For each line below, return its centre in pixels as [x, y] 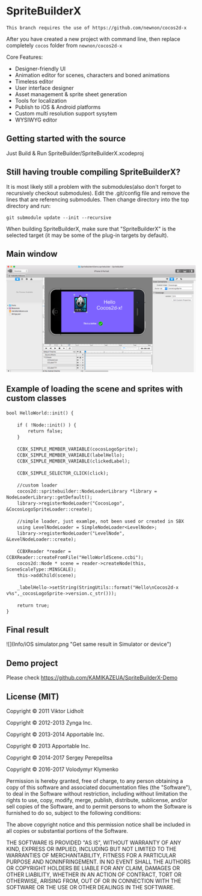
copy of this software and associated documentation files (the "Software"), [99, 787]
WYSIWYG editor [36, 120]
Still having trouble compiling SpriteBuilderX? [93, 172]
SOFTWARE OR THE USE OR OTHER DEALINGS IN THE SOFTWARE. [90, 888]
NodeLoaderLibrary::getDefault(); [50, 497]
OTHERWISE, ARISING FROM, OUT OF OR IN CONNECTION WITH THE [94, 881]
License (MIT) [33, 697]
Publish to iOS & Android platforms [58, 107]
